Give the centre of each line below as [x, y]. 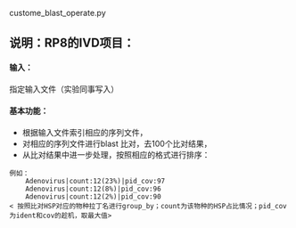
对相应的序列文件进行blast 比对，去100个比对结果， [117, 143]
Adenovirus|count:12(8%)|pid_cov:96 [94, 189]
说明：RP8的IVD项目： [72, 43]
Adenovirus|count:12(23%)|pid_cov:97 [95, 181]
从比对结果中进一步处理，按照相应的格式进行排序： [116, 154]
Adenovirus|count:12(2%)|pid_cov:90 [94, 196]
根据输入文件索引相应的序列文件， [85, 132]
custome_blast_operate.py [58, 13]
